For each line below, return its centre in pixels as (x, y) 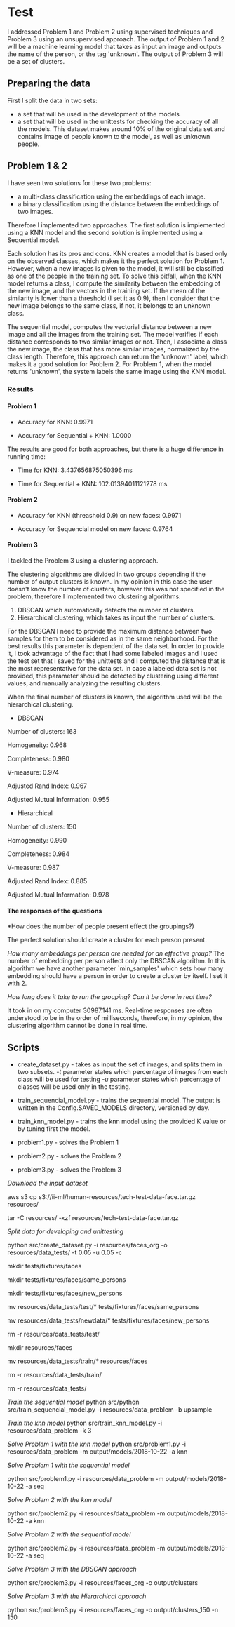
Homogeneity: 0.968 (37, 745)
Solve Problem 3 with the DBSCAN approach (72, 1569)
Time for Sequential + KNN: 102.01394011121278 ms (92, 483)
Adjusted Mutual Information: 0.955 (59, 800)
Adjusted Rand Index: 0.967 (47, 786)
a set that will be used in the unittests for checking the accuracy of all (118, 121)
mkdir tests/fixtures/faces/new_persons (65, 1293)
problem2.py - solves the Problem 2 (69, 1156)
